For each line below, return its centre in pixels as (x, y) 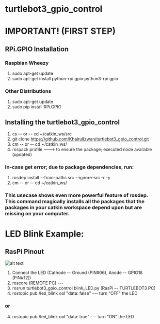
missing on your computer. (37, 214)
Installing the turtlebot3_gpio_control (63, 122)
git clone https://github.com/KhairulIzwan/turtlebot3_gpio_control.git (80, 139)
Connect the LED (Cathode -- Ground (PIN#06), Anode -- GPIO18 (77, 273)
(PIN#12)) (22, 278)
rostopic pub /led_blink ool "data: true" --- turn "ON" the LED (73, 316)
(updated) (22, 154)
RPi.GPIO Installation (37, 49)
